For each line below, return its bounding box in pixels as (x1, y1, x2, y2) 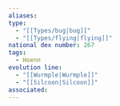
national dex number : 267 (8, 41, 94, 49)
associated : (8, 85, 48, 94)
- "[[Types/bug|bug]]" (15, 26, 91, 34)
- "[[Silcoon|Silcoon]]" (15, 78, 98, 86)
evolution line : (8, 64, 62, 72)
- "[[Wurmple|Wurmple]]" (15, 71, 98, 79)
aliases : (8, 11, 38, 20)
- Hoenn (15, 57, 42, 65)
